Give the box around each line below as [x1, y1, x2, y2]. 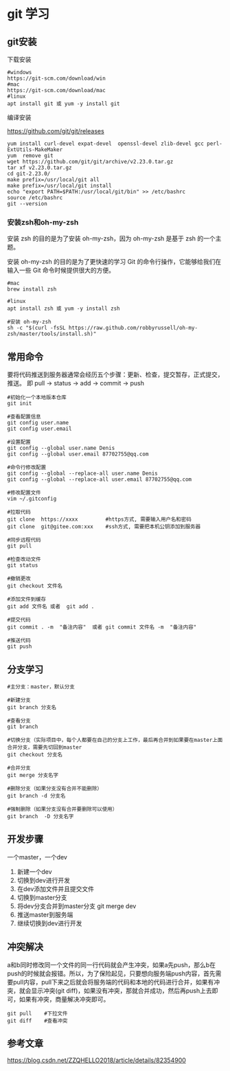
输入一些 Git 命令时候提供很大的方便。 [7, 266, 115, 275]
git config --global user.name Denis [7, 444, 115, 452]
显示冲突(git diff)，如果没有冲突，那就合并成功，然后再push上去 [30, 987, 213, 995]
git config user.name [7, 420, 69, 427]
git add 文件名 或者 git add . [7, 603, 95, 610]
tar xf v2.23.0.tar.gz [7, 164, 72, 171]
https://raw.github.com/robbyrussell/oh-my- [68, 324, 198, 332]
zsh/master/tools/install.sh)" [7, 330, 97, 337]
